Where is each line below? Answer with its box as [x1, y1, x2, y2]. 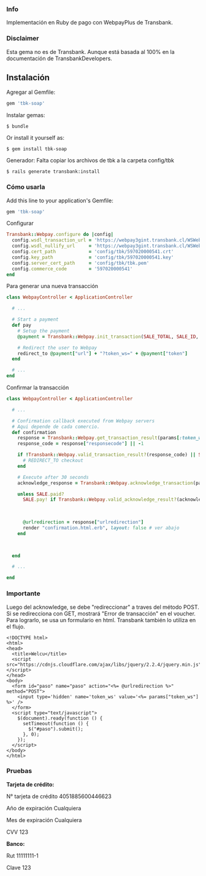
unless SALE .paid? [17, 491, 64, 497]
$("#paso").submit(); [28, 726, 84, 732]
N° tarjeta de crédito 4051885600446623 [6, 793, 112, 800]
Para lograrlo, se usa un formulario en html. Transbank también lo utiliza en [6, 616, 196, 623]
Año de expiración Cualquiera [6, 804, 82, 812]
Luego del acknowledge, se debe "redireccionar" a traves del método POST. [6, 603, 199, 611]
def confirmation [12, 429, 56, 435]
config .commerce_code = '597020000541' [12, 265, 133, 272]
